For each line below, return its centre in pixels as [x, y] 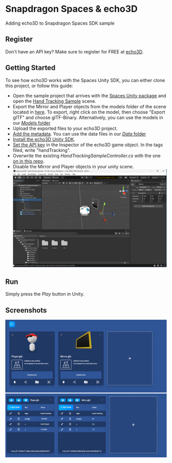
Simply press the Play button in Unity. [45, 294]
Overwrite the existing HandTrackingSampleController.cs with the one [87, 156]
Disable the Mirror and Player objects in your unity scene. [73, 166]
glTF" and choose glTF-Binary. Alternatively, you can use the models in [88, 117]
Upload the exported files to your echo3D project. [65, 128]
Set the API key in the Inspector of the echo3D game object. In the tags [88, 145]
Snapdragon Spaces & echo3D [71, 9]
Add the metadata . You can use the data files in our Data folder [79, 133]
